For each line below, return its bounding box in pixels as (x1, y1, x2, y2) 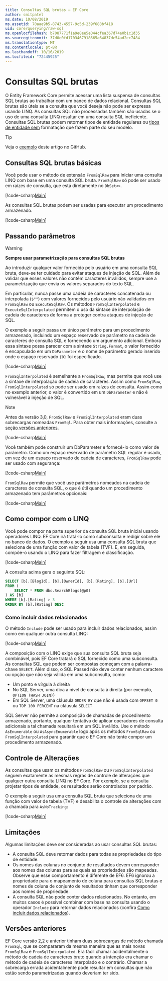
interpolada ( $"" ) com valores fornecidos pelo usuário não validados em (5, 295, 154, 302)
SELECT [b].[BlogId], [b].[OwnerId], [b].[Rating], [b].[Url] (5, 579, 138, 584)
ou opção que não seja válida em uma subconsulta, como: (5, 672, 126, 678)
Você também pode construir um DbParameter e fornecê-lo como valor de (5, 444, 159, 450)
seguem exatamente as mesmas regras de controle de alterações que (5, 773, 150, 779)
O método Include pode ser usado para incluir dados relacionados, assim (5, 625, 157, 631)
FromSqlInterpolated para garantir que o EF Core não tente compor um (5, 734, 152, 740)
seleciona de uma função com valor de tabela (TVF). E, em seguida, (5, 544, 145, 550)
